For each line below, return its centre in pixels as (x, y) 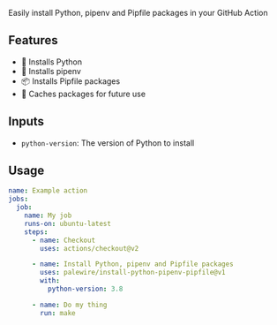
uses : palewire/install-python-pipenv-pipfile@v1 (133, 273)
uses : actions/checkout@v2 (90, 248)
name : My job (48, 215)
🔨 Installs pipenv (51, 71)
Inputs (26, 121)
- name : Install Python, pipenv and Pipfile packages (133, 264)
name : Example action (48, 191)
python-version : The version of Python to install (108, 143)
